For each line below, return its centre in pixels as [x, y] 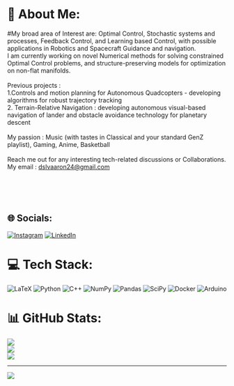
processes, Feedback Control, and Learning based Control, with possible [112, 40]
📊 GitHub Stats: [55, 318]
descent [19, 122]
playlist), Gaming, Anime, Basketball [58, 144]
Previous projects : [34, 85]
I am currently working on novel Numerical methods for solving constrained [116, 56]
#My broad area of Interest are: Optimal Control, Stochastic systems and [111, 33]
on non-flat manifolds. [39, 70]
